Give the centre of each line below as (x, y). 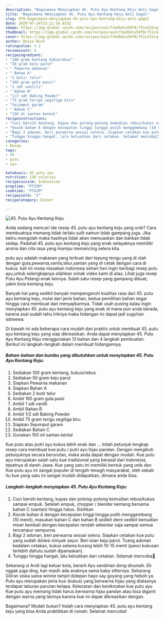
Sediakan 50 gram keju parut (42, 378)
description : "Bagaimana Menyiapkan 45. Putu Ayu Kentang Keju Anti (76, 10)
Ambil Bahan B (27, 409)
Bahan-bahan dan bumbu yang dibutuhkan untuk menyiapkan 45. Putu (80, 355)
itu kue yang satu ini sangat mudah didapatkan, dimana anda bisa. (72, 475)
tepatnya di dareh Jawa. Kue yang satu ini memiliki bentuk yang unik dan (79, 465)
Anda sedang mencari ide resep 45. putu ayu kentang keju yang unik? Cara (81, 227)
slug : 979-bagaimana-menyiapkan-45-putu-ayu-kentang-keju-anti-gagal (78, 19)
